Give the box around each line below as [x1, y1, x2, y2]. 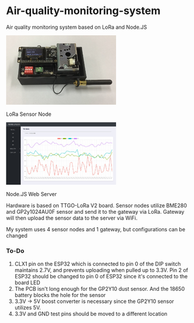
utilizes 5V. [14, 304, 41, 311]
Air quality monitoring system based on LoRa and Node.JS [6, 23, 148, 31]
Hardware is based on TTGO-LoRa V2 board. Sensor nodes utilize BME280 [6, 202, 188, 209]
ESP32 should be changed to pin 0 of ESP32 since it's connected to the [14, 272, 188, 280]
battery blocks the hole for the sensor [14, 291, 106, 298]
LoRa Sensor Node [6, 110, 52, 117]
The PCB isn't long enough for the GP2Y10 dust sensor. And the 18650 [14, 285, 185, 292]
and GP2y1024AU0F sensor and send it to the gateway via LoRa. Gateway [6, 208, 185, 216]
